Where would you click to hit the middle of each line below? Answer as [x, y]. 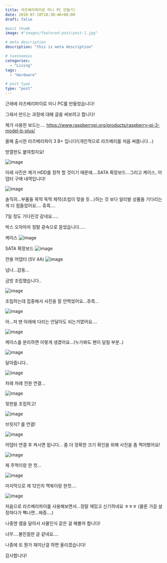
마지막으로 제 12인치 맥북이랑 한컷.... [41, 486]
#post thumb [18, 28]
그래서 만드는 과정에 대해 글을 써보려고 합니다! [50, 114]
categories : [18, 61]
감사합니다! [16, 555]
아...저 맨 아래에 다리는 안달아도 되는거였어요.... [51, 322]
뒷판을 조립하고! [21, 404]
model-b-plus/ [20, 131]
